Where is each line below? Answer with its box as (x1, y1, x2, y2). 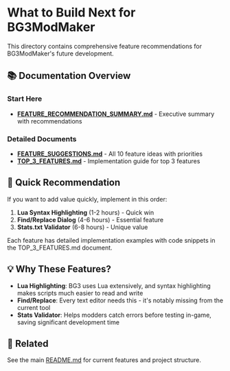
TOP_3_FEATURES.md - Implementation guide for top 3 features (16, 156, 200, 165)
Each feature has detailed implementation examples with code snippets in (7, 236, 216, 244)
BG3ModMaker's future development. (7, 49, 115, 58)
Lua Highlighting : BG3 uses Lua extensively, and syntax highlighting (16, 281, 211, 289)
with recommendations (16, 117, 82, 125)
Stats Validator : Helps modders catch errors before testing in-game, (16, 311, 211, 319)
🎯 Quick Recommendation (7, 177, 121, 189)
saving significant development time (16, 318, 120, 326)
